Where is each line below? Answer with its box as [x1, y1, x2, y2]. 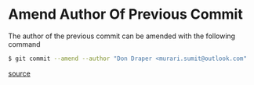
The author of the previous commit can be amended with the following [8, 31, 236, 41]
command [8, 39, 41, 48]
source [8, 69, 31, 78]
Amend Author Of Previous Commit [8, 5, 243, 23]
